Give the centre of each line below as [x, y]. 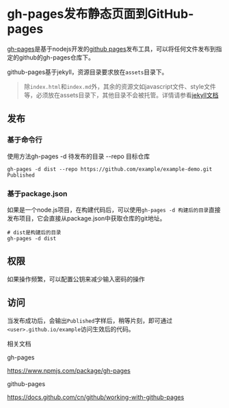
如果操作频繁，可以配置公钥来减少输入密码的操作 [76, 279]
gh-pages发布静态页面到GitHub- [100, 14]
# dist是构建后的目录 [34, 232]
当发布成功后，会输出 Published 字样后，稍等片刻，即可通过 [90, 320]
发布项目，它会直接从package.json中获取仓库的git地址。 [86, 218]
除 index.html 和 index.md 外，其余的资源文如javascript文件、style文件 [120, 86]
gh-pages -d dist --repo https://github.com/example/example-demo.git [110, 169]
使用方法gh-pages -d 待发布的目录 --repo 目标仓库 [79, 156]
